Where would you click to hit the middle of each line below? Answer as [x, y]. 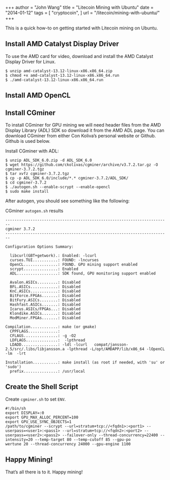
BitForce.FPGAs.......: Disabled [45, 296]
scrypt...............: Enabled [44, 269]
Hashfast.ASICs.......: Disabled [45, 305]
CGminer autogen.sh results [34, 211]
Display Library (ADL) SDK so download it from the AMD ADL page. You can [85, 130]
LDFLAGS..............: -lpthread [48, 340]
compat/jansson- [111, 345]
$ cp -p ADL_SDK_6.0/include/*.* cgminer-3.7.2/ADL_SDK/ [67, 178]
